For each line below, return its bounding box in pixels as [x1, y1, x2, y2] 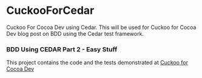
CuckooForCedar [6, 4, 95, 18]
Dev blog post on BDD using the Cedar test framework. [6, 30, 144, 37]
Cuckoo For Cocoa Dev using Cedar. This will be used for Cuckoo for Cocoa [6, 24, 197, 31]
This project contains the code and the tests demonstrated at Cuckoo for [6, 59, 188, 67]
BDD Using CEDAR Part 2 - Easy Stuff [6, 45, 118, 53]
